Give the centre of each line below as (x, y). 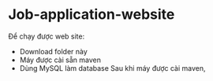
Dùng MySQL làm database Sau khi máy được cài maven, (112, 68)
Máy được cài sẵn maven (60, 60)
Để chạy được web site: (47, 36)
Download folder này (54, 51)
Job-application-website (92, 15)
